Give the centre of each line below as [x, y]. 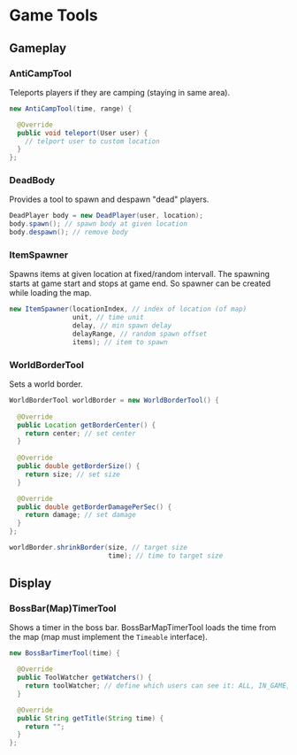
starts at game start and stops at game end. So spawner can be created [140, 283]
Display [30, 584]
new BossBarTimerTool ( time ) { [65, 653]
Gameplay [38, 48]
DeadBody [32, 181]
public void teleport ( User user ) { [83, 133]
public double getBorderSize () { [79, 466]
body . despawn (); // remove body [69, 232]
